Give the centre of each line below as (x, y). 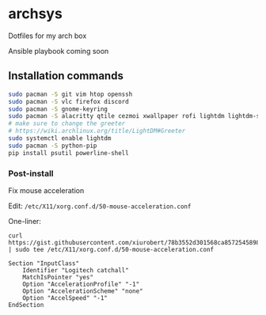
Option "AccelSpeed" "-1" (65, 298)
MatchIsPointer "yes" (58, 277)
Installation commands (66, 76)
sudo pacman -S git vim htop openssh (70, 94)
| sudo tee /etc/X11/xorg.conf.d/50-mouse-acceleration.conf (111, 249)
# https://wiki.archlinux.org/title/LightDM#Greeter (97, 131)
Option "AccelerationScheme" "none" (83, 291)
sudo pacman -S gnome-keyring (58, 109)
